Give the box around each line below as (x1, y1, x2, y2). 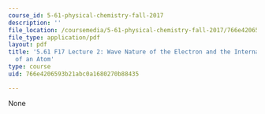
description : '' (8, 19, 62, 27)
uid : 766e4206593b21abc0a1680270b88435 (8, 70, 140, 78)
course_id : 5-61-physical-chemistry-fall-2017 (8, 11, 164, 20)
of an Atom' (15, 56, 55, 64)
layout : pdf (8, 41, 47, 49)
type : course (8, 63, 51, 71)
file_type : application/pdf (8, 33, 101, 42)
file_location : (8, 26, 58, 34)
